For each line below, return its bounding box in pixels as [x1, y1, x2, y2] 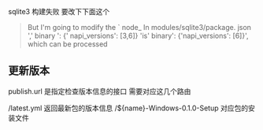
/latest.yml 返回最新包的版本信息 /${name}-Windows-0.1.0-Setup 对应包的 [8, 103, 249, 113]
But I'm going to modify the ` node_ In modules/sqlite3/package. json [27, 23, 252, 32]
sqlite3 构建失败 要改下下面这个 [8, 7, 110, 16]
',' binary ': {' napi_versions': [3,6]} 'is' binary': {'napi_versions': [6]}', [27, 31, 249, 40]
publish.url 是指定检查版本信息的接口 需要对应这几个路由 [8, 86, 191, 96]
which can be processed [27, 39, 108, 49]
